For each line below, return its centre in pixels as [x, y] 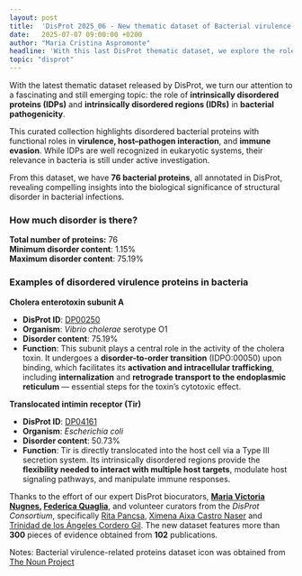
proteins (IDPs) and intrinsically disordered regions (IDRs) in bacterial [142, 104]
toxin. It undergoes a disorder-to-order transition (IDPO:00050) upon [152, 358]
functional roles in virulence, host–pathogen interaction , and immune [140, 141]
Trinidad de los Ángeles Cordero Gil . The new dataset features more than [145, 525]
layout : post [34, 18]
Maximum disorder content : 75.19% [76, 259]
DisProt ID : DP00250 [61, 319]
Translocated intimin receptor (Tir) [75, 404]
